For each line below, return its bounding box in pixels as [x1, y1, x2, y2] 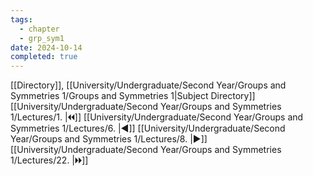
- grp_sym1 [19, 33, 65, 43]
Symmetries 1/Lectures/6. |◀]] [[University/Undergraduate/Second [10, 122, 286, 135]
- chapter [19, 24, 60, 34]
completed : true [10, 52, 78, 62]
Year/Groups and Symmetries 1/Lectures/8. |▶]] [10, 133, 208, 145]
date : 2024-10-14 [10, 42, 83, 53]
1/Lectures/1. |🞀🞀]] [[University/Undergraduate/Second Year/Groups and [10, 111, 304, 123]
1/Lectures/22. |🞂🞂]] [10, 154, 89, 166]
